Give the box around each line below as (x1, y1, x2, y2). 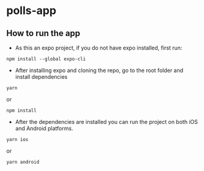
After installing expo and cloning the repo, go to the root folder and (15, 67, 184, 74)
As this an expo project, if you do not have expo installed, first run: (15, 44, 183, 51)
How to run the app (6, 28, 81, 38)
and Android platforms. (15, 125, 73, 132)
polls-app (6, 4, 57, 18)
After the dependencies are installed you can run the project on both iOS (15, 118, 199, 125)
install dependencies (15, 73, 68, 80)
